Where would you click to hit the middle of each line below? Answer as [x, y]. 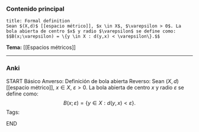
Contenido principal [35, 9]
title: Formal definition [38, 21]
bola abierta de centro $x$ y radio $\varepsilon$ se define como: [91, 31]
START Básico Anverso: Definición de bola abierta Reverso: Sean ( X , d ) [92, 81]
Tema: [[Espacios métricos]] [41, 47]
